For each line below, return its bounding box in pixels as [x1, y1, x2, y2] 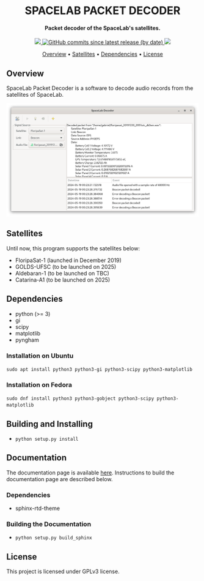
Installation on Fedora [6, 380, 72, 389]
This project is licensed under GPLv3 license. [6, 568, 120, 575]
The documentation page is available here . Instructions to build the [6, 469, 175, 476]
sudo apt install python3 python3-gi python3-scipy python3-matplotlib [6, 366, 192, 372]
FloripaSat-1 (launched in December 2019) [15, 257, 122, 264]
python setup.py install [15, 436, 79, 443]
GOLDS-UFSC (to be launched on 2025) [15, 263, 117, 270]
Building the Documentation [6, 520, 92, 528]
